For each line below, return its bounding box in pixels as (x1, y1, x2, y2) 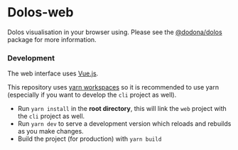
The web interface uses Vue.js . (7, 69, 99, 78)
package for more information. (7, 35, 97, 43)
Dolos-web (7, 4, 74, 21)
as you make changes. (17, 127, 84, 136)
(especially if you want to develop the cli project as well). (7, 90, 177, 100)
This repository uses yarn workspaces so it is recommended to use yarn (7, 83, 219, 92)
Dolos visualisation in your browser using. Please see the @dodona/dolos (7, 28, 222, 36)
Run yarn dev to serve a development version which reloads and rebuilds (17, 119, 232, 128)
